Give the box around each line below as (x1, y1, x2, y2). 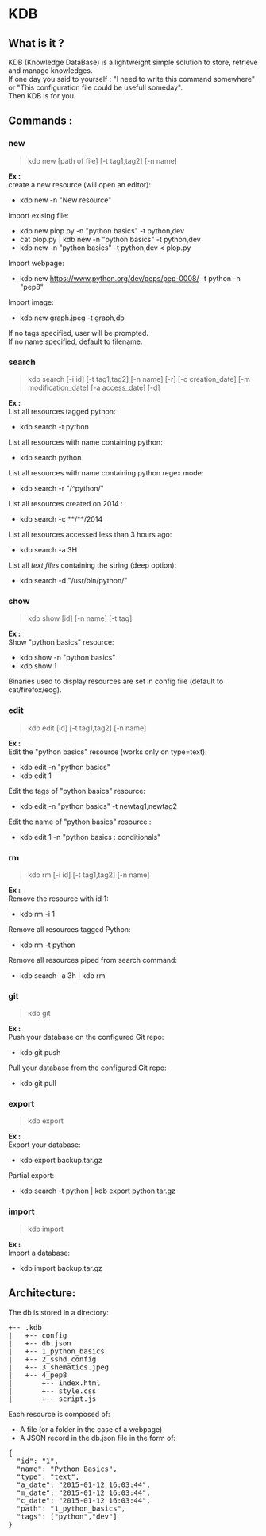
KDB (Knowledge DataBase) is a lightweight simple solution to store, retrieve (8, 57, 258, 67)
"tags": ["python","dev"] (16, 1511, 118, 1521)
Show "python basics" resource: (8, 637, 114, 647)
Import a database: (8, 1248, 70, 1257)
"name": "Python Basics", (16, 1464, 118, 1473)
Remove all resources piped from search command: (8, 955, 177, 964)
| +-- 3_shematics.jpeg (8, 1362, 110, 1372)
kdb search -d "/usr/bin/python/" (19, 576, 128, 585)
